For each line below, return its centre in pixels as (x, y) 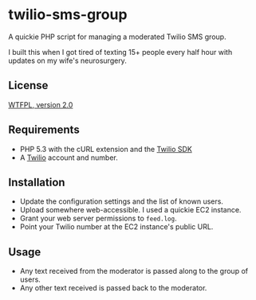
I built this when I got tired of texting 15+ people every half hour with (120, 52)
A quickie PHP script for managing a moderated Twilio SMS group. (117, 37)
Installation (37, 182)
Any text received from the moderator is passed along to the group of (134, 271)
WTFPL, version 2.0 (41, 104)
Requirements (44, 130)
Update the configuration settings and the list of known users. (121, 201)
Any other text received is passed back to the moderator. (113, 288)
